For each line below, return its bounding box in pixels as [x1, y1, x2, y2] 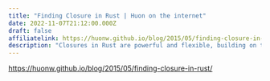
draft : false [8, 26, 52, 34]
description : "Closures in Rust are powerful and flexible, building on [8, 42, 257, 50]
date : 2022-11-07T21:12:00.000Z [8, 19, 117, 27]
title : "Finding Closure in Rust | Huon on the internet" [8, 11, 207, 20]
